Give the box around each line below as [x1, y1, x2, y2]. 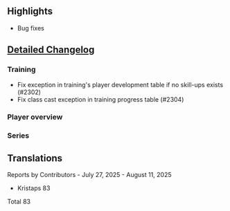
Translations [7, 152, 63, 164]
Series [7, 131, 30, 140]
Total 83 [7, 197, 31, 206]
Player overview [7, 112, 63, 122]
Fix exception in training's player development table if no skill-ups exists [17, 80, 224, 89]
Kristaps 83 [17, 184, 51, 192]
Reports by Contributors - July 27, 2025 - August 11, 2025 [7, 171, 172, 179]
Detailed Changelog [7, 44, 95, 56]
